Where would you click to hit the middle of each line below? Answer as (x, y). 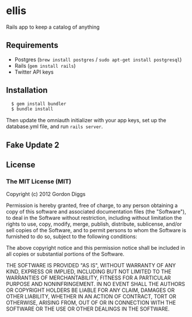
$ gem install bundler (39, 104)
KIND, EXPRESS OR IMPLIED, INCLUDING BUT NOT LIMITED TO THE (89, 272)
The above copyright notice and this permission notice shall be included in (95, 248)
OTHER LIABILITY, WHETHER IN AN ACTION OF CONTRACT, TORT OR (91, 297)
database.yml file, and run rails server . (55, 126)
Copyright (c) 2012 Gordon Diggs (46, 194)
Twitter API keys (34, 72)
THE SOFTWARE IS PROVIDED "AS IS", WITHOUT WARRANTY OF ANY (91, 266)
